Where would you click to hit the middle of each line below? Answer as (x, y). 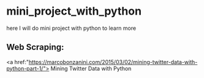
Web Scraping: (35, 47)
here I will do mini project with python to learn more (71, 28)
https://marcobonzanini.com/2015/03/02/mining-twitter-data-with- (113, 62)
